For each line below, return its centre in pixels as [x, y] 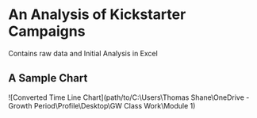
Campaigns [47, 31]
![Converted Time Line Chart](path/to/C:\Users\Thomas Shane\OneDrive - [129, 97]
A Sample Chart [48, 78]
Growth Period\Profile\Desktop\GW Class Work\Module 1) [102, 105]
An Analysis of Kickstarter [97, 15]
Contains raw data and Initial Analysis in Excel [83, 53]
